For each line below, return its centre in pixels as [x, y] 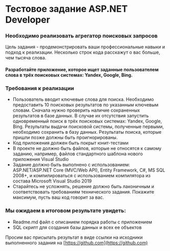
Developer [28, 20]
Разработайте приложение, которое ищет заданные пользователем [82, 70]
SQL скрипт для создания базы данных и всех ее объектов [77, 227]
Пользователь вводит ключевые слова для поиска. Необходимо [83, 99]
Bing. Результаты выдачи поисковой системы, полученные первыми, [88, 127]
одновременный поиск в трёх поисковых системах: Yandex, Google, [87, 121]
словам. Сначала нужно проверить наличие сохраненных [76, 110]
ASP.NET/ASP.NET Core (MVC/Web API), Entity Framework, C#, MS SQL [89, 170]
